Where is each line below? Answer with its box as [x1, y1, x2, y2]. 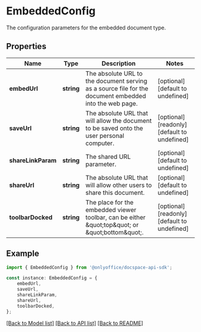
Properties [6, 41, 47, 52]
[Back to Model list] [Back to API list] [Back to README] [6, 319, 144, 327]
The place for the [85, 198, 134, 206]
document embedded [85, 92, 147, 100]
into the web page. [85, 99, 138, 107]
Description [101, 59, 136, 67]
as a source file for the [85, 84, 148, 92]
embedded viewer [85, 206, 136, 214]
